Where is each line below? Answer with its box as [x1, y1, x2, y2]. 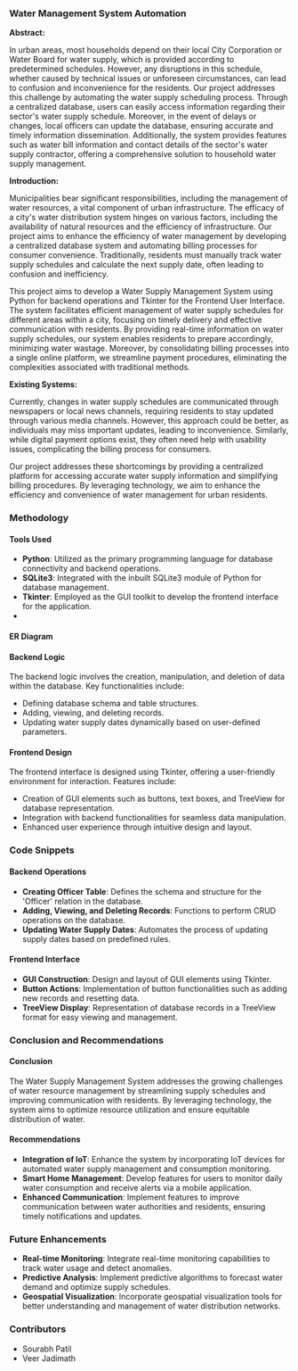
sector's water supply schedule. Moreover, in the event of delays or [9, 111, 257, 122]
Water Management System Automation [9, 7, 187, 20]
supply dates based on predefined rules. [21, 933, 172, 944]
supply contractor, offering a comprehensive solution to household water [9, 149, 277, 160]
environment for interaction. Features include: [9, 776, 177, 787]
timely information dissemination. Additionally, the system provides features [9, 130, 287, 141]
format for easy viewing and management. [21, 1012, 178, 1022]
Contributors [9, 1323, 67, 1335]
